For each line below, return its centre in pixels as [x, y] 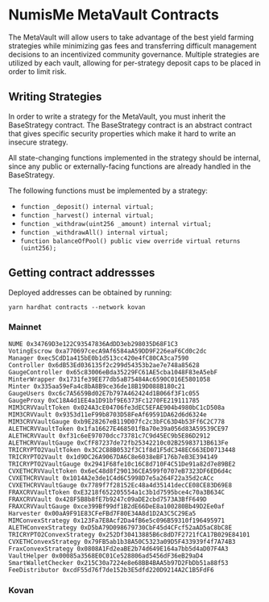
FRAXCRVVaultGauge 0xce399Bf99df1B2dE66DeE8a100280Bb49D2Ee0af [117, 506]
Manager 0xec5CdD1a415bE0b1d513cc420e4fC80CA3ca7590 [99, 358]
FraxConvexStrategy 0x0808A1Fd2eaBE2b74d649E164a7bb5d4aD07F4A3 [118, 549]
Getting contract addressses [82, 273]
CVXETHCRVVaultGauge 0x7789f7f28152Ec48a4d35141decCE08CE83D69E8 [120, 485]
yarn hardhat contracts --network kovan [77, 307]
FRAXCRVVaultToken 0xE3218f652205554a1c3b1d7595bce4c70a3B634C [117, 492]
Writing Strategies [55, 97]
